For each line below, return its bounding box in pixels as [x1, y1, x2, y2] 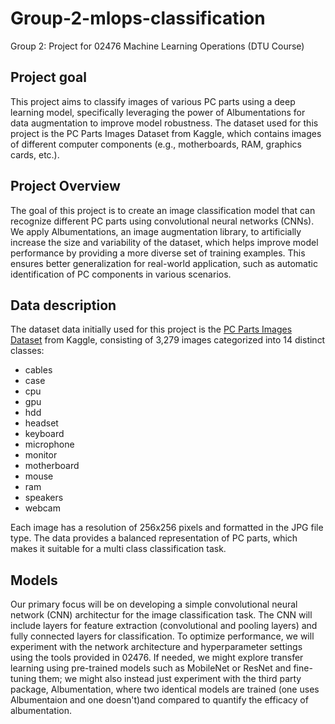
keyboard [24, 428, 65, 440]
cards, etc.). [10, 148, 60, 161]
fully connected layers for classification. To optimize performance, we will [10, 630, 315, 642]
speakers [24, 492, 64, 504]
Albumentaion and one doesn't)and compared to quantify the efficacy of [10, 694, 309, 706]
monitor [24, 449, 58, 461]
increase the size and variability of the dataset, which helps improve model [10, 236, 319, 248]
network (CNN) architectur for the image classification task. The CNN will [10, 609, 313, 621]
